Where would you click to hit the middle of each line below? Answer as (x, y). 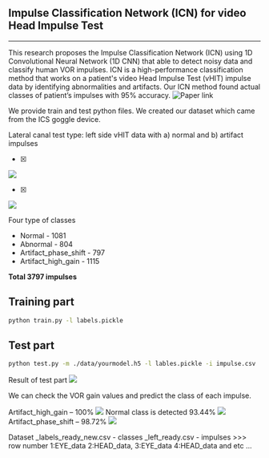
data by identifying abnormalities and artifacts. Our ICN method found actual (134, 87)
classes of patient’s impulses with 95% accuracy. (89, 95)
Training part (41, 302)
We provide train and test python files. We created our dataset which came (132, 111)
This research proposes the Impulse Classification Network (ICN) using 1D (130, 52)
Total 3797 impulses (43, 277)
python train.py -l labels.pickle (66, 320)
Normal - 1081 (43, 235)
